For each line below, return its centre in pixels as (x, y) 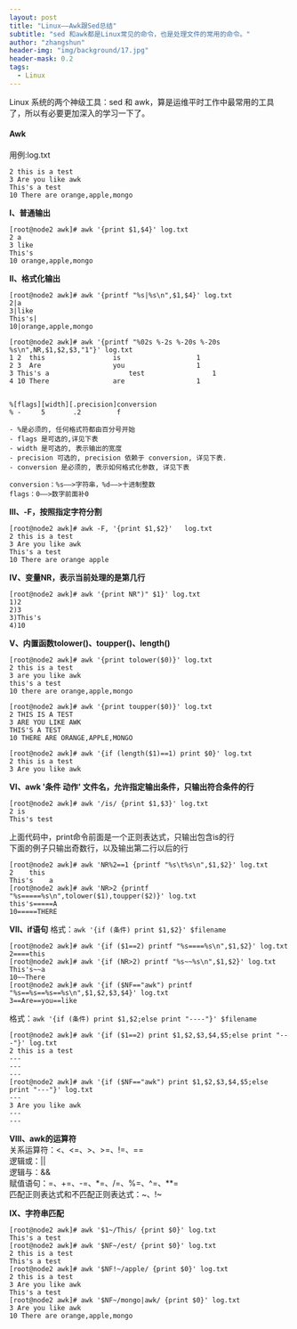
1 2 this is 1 (105, 357)
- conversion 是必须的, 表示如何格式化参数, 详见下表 (99, 467)
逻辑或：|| (28, 1161)
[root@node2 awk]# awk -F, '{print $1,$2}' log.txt (111, 528)
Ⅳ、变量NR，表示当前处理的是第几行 (77, 577)
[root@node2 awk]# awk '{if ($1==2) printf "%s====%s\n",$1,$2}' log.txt (149, 946)
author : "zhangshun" (48, 42)
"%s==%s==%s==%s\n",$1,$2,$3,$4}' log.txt (89, 993)
